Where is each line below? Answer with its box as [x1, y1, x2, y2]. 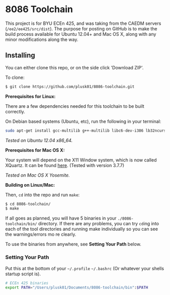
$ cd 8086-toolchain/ [5, 201, 51, 206]
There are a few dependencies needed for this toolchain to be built [5, 103, 145, 109]
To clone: [5, 74, 25, 80]
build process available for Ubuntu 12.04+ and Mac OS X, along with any [5, 31, 156, 37]
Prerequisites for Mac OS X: [5, 147, 65, 153]
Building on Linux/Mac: [5, 182, 55, 188]
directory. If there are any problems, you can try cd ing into [38, 221, 159, 227]
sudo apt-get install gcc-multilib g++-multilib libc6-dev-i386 [5, 128, 144, 133]
